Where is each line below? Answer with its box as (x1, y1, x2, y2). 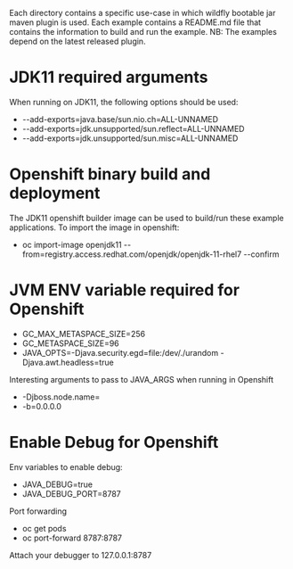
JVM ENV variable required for (9, 280, 240, 301)
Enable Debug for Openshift (9, 433, 219, 452)
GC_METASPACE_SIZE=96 (21, 338, 120, 349)
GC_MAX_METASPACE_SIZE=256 (21, 328, 145, 339)
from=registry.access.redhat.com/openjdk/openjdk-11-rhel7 (21, 249, 242, 260)
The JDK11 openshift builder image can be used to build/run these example (9, 212, 284, 223)
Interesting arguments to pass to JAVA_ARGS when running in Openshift (9, 374, 274, 384)
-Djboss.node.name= (21, 392, 101, 402)
